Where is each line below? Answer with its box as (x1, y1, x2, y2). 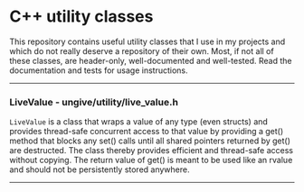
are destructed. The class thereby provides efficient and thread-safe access (9, 145, 294, 156)
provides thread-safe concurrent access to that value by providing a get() (9, 126, 284, 137)
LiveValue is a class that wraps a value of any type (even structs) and (9, 116, 269, 127)
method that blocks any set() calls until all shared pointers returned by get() (9, 135, 291, 146)
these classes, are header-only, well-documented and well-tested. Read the (9, 55, 292, 66)
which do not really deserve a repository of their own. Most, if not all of (9, 45, 274, 56)
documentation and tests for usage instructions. (9, 65, 188, 76)
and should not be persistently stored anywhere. (9, 164, 190, 175)
